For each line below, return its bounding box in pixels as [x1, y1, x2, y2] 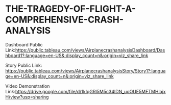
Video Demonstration [5, 83, 50, 89]
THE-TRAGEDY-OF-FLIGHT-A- [5, 3, 136, 15]
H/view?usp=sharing [5, 94, 49, 100]
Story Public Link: [5, 62, 42, 68]
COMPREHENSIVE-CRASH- [5, 14, 124, 25]
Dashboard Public [5, 41, 43, 47]
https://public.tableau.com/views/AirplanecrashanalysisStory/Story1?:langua [5, 67, 166, 74]
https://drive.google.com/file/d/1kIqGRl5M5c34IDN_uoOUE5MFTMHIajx [15, 88, 166, 94]
